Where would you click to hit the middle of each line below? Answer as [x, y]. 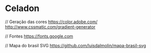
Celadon [22, 8]
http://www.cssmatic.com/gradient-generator [50, 26]
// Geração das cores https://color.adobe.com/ [51, 22]
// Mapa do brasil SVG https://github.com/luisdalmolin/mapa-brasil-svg [75, 45]
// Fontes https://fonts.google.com [39, 36]
